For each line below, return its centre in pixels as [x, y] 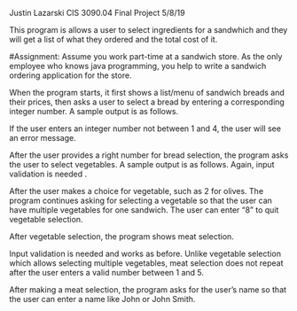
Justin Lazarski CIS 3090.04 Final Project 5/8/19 [97, 13]
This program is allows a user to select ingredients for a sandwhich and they [148, 30]
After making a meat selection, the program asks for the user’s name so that [148, 290]
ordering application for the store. [70, 75]
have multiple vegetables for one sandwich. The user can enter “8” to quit [144, 210]
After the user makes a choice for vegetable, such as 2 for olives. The [137, 191]
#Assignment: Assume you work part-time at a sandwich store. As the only [146, 56]
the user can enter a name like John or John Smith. [102, 299]
